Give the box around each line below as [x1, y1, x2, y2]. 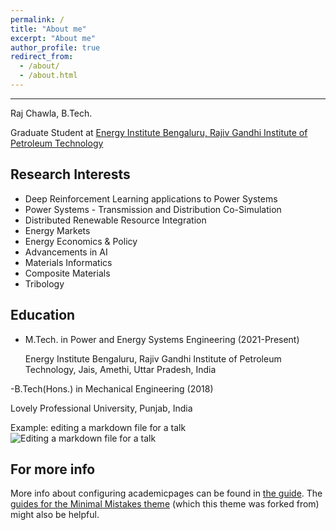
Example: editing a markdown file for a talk [10, 421, 187, 433]
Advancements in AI [24, 246, 108, 258]
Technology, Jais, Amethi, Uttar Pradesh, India [24, 363, 217, 375]
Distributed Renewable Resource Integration [24, 214, 207, 226]
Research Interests [10, 166, 131, 183]
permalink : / [10, 14, 65, 25]
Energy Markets [24, 224, 91, 236]
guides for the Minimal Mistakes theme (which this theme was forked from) [10, 498, 320, 510]
